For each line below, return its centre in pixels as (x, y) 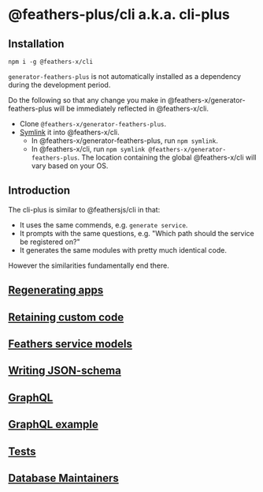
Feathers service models (70, 344)
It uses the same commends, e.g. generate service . (104, 225)
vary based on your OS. (70, 166)
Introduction (39, 191)
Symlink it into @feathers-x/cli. (69, 132)
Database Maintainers (64, 478)
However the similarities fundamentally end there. (89, 265)
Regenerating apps (56, 290)
